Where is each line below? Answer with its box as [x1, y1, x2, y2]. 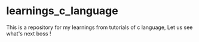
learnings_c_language [6, 4, 118, 18]
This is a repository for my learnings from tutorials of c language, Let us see [6, 24, 193, 31]
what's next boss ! [6, 30, 51, 37]
